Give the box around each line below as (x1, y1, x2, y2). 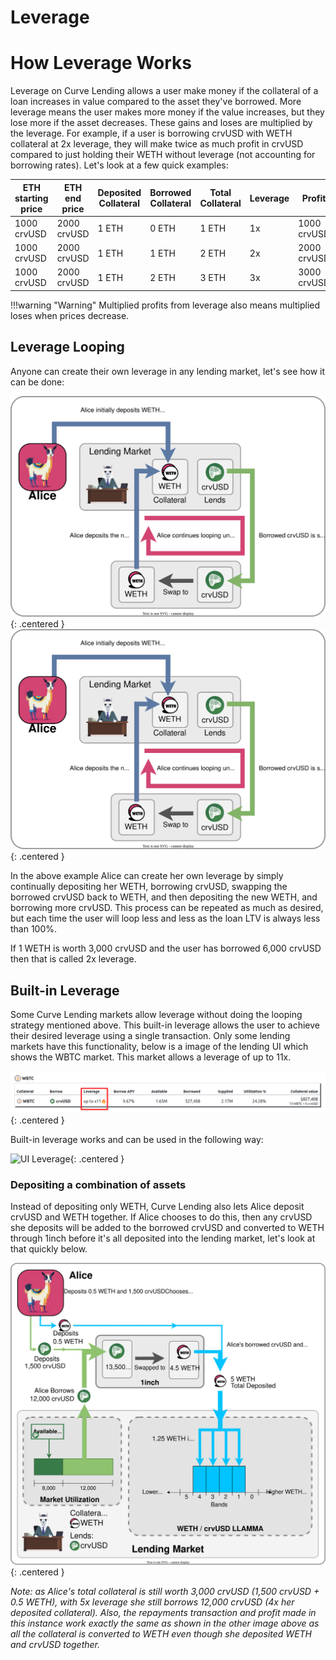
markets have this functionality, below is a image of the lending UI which (10, 1041, 309, 1053)
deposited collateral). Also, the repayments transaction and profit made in (10, 1606, 317, 1618)
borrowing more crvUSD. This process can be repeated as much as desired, (10, 902, 324, 914)
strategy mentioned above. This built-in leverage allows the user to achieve (10, 1019, 320, 1031)
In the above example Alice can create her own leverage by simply (10, 870, 284, 882)
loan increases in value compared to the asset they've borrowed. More (10, 96, 302, 108)
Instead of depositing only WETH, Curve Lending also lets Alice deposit (10, 1201, 305, 1213)
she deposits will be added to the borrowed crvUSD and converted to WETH (10, 1222, 325, 1234)
